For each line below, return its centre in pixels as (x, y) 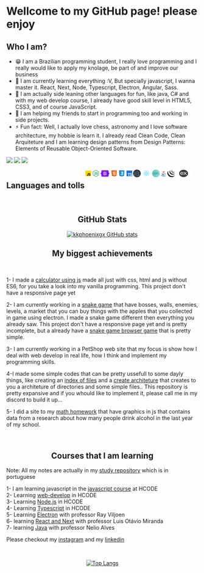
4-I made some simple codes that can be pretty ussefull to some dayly (95, 374)
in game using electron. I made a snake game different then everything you (100, 318)
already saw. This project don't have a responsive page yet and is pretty (97, 324)
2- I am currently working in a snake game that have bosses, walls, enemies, (102, 305)
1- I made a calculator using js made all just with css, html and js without (97, 280)
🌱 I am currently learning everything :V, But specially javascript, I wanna (105, 81)
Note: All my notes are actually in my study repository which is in (87, 470)
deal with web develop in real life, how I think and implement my (87, 356)
